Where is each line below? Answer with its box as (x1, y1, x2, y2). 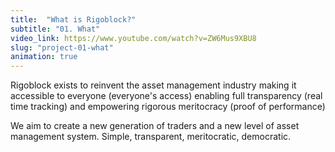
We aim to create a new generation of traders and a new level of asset (10, 120, 300, 132)
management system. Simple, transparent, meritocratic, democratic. (10, 131, 292, 143)
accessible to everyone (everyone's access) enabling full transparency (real (10, 90, 323, 102)
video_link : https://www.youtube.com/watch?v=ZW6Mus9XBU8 (10, 33, 257, 43)
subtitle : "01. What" (10, 24, 101, 34)
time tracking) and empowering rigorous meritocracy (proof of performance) (10, 101, 326, 113)
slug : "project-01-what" (10, 42, 114, 53)
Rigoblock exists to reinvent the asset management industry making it (10, 79, 297, 91)
